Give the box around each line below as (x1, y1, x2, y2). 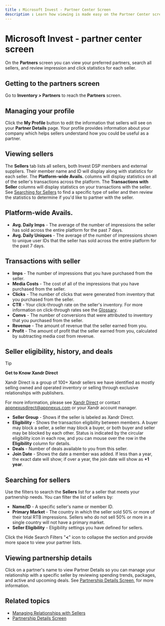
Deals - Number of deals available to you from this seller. (12, 446, 128, 452)
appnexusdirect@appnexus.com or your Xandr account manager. (5, 405, 137, 411)
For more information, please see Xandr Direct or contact (5, 400, 120, 405)
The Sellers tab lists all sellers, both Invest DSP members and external (5, 163, 147, 169)
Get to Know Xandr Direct (5, 370, 58, 376)
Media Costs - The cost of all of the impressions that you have (12, 281, 139, 287)
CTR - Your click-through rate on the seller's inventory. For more (12, 301, 143, 307)
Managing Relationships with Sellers (12, 610, 86, 616)
